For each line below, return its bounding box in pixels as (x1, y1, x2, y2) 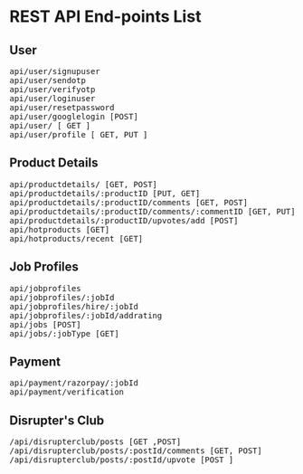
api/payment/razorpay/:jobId (9, 378, 138, 388)
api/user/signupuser (9, 66, 101, 76)
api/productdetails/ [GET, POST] (9, 179, 158, 189)
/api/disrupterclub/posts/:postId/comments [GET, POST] (9, 446, 262, 456)
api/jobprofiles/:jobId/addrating (9, 310, 163, 320)
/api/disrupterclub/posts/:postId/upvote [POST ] (9, 455, 234, 465)
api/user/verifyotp (9, 84, 96, 94)
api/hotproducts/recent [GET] (9, 233, 144, 243)
